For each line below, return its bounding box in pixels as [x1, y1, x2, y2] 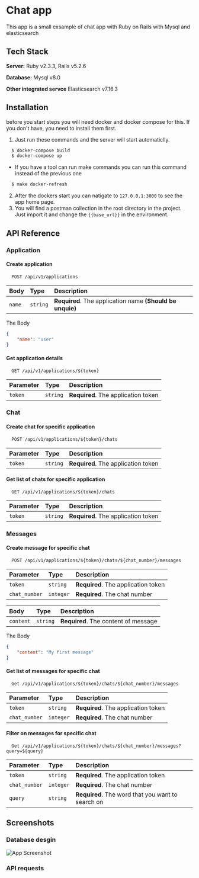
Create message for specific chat [6, 544, 90, 552]
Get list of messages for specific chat [6, 668, 101, 675]
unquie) [54, 304, 77, 312]
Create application [6, 261, 53, 268]
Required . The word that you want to [75, 790, 178, 799]
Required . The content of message [60, 617, 158, 625]
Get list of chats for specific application [6, 476, 105, 483]
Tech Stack [6, 47, 49, 57]
